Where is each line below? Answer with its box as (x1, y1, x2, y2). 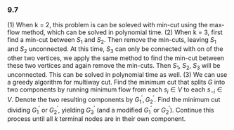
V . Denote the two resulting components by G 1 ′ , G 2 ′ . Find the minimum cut (7, 94, 221, 106)
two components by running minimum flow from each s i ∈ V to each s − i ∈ (7, 85, 223, 95)
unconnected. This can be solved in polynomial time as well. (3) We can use (7, 70, 228, 78)
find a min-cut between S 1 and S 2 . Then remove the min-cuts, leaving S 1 (7, 36, 216, 46)
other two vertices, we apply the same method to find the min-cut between (7, 54, 225, 62)
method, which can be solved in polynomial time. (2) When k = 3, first (21, 28, 223, 36)
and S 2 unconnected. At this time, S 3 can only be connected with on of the (7, 45, 223, 55)
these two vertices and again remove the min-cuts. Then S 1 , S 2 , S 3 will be (7, 61, 221, 71)
